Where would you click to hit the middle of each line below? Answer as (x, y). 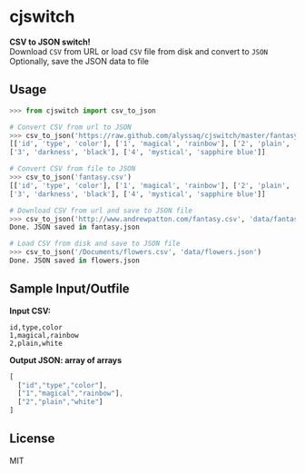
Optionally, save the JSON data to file (79, 61)
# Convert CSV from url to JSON (70, 127)
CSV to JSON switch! (50, 42)
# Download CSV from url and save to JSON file (101, 211)
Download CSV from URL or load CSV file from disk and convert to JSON (139, 51)
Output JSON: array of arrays (66, 360)
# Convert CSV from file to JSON (73, 169)
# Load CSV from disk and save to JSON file (95, 244)
